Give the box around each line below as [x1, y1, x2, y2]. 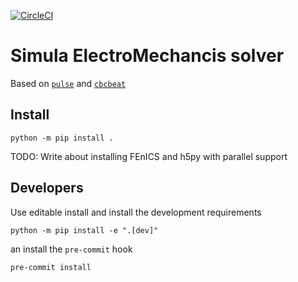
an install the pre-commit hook [10, 243, 133, 255]
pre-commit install [10, 262, 92, 272]
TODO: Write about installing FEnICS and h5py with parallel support [10, 150, 288, 162]
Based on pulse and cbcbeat [10, 77, 127, 89]
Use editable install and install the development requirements [10, 206, 262, 218]
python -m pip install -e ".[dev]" [10, 225, 159, 235]
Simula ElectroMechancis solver [10, 45, 285, 67]
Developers [10, 180, 84, 197]
